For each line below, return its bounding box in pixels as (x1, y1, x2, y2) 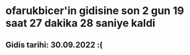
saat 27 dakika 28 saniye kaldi (5, 16, 155, 30)
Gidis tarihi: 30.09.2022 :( (5, 40, 103, 50)
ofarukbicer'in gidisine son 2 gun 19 (5, 4, 185, 18)
